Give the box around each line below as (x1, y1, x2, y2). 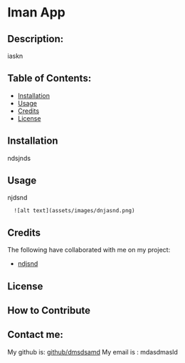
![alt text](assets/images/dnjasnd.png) (14, 207, 135, 214)
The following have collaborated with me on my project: (7, 246, 171, 254)
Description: (7, 33, 64, 45)
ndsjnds (7, 154, 31, 162)
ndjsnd (17, 259, 38, 268)
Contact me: (7, 329, 64, 341)
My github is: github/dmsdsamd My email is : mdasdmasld (7, 347, 178, 356)
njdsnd (7, 194, 28, 202)
